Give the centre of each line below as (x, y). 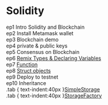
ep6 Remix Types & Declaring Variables (54, 58)
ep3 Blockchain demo (32, 39)
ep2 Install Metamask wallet (40, 33)
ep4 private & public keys (37, 46)
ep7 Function (22, 64)
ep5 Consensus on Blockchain (43, 52)
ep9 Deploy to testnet (32, 77)
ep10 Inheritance (26, 83)
